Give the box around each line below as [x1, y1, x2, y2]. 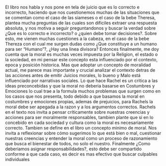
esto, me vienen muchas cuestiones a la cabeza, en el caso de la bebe [5, 36, 150, 41]
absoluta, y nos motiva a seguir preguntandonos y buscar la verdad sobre [5, 25, 156, 31]
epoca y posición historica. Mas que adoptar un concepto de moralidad [5, 62, 151, 68]
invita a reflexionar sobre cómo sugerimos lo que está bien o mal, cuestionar [5, 130, 162, 136]
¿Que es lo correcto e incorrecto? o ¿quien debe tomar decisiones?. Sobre [5, 31, 157, 36]
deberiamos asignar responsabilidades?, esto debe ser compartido [5, 146, 142, 152]
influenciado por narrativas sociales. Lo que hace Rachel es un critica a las [5, 78, 158, 83]
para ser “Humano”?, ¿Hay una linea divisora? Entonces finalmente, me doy [5, 46, 160, 52]
